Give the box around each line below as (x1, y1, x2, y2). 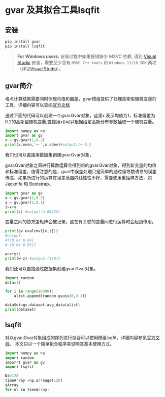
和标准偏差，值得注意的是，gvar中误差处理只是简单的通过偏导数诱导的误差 (5, 169, 157, 175)
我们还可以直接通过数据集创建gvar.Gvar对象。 (5, 265, 99, 271)
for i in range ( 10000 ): (5, 289, 54, 294)
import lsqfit (5, 364, 34, 369)
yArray (5, 383, 19, 388)
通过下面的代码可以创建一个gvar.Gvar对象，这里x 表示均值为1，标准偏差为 (5, 112, 155, 118)
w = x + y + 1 (5, 251, 21, 256)
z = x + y (5, 204, 16, 209)
